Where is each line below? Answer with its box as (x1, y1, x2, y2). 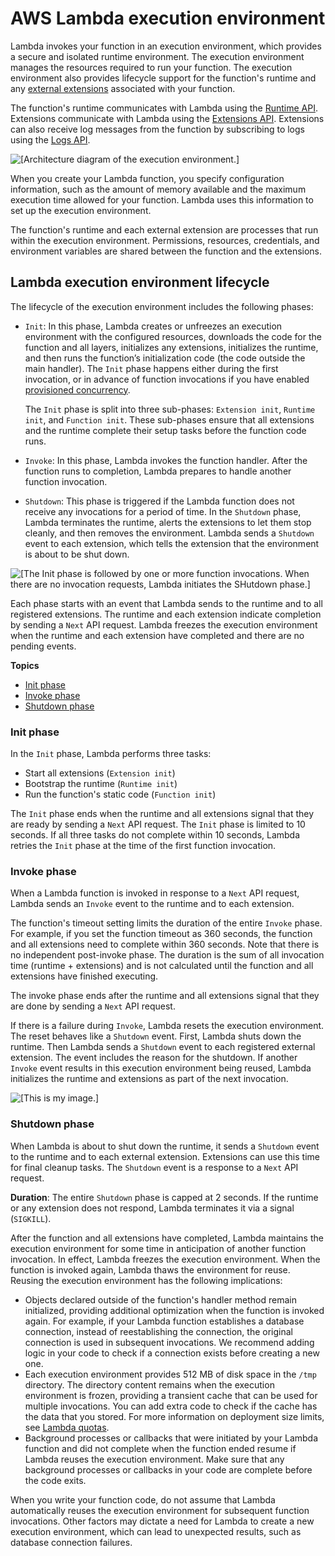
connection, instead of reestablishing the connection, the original (24, 1325, 293, 1337)
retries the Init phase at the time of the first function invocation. (10, 840, 277, 852)
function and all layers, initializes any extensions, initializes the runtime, (24, 341, 319, 353)
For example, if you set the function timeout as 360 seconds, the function (10, 928, 313, 940)
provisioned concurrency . (24, 383, 131, 396)
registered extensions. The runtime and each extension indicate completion (10, 608, 322, 620)
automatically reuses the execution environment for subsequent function (10, 1504, 310, 1516)
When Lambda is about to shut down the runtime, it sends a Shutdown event (10, 1140, 320, 1152)
